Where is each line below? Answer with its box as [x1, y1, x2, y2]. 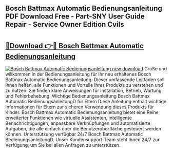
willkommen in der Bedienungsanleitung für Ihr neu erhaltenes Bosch [5, 71, 151, 77]
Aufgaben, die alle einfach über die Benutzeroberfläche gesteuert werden [5, 126, 162, 131]
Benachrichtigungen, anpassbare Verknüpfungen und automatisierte [5, 120, 150, 126]
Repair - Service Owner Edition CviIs [5, 20, 124, 29]
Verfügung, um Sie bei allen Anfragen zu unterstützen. [5, 142, 121, 148]
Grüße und [144, 66, 167, 71]
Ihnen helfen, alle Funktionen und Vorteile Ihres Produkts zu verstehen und [5, 82, 163, 88]
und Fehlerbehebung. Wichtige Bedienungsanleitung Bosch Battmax [5, 93, 150, 99]
